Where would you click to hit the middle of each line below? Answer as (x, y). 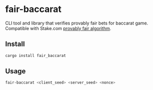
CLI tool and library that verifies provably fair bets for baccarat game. (77, 23)
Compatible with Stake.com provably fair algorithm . (58, 28)
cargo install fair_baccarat (36, 55)
